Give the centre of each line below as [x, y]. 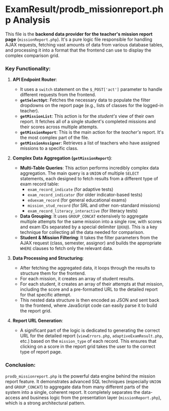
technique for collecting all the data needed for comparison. [82, 232]
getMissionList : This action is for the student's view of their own [87, 116]
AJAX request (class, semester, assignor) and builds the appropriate [91, 243]
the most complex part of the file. [55, 138]
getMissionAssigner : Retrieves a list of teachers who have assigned [90, 143]
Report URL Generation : [38, 321]
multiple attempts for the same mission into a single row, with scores [91, 222]
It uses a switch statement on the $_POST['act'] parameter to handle [91, 89]
